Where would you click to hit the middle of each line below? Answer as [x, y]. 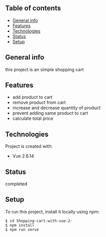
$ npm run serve [22, 229]
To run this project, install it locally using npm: [52, 211]
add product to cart [32, 97]
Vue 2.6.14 [23, 156]
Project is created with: [29, 146]
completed [16, 184]
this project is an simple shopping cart [44, 69]
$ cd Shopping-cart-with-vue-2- [39, 221]
